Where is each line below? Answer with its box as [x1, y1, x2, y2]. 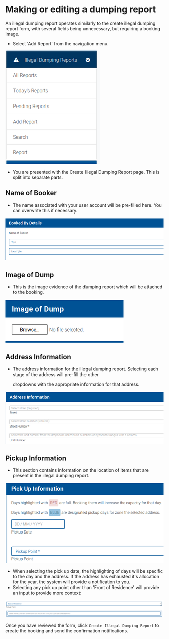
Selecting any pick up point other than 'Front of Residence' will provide [12, 584, 159, 590]
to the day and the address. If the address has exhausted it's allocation [12, 573, 159, 579]
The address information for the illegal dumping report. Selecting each [12, 366, 158, 372]
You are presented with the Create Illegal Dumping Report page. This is [12, 169, 160, 175]
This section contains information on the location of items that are [12, 467, 149, 473]
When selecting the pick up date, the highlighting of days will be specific [12, 568, 163, 574]
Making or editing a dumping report [5, 4, 156, 15]
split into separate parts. [12, 174, 63, 180]
